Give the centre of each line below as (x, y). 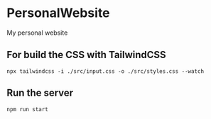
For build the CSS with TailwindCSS (86, 55)
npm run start (28, 109)
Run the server (40, 93)
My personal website (37, 33)
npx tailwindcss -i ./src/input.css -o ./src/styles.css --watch (105, 71)
